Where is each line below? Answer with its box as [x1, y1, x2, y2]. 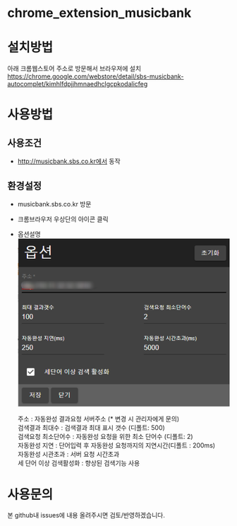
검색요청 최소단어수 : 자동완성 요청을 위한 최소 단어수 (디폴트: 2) [17, 433, 193, 441]
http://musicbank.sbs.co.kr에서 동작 [17, 157, 121, 165]
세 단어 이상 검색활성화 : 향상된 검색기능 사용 [17, 459, 140, 467]
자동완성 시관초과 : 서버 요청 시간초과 [17, 450, 120, 459]
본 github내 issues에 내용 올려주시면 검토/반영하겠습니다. [7, 511, 166, 520]
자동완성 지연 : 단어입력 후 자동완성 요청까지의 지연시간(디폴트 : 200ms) [17, 441, 216, 450]
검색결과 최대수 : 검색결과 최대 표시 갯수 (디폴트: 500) [17, 423, 166, 432]
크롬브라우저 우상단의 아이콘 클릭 [17, 214, 109, 223]
